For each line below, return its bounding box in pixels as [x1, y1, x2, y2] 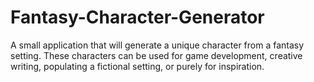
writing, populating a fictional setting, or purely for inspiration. [10, 60, 265, 72]
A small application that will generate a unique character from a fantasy [10, 39, 305, 51]
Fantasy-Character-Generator [10, 6, 265, 29]
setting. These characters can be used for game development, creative [10, 49, 303, 61]
